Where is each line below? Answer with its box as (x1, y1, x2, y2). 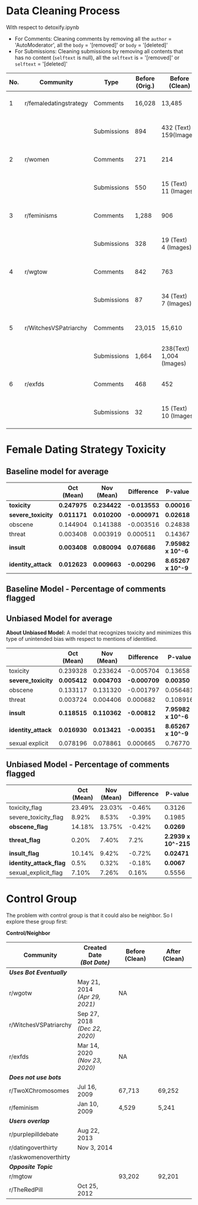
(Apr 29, (77, 992, 101, 1000)
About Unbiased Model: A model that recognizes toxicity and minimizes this (6, 629, 192, 636)
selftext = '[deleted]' (14, 60, 68, 67)
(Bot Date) (80, 958, 110, 966)
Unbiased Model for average (6, 613, 113, 623)
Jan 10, (77, 1100, 99, 1108)
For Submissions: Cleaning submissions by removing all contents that (14, 47, 184, 54)
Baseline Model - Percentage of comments (6, 584, 166, 594)
